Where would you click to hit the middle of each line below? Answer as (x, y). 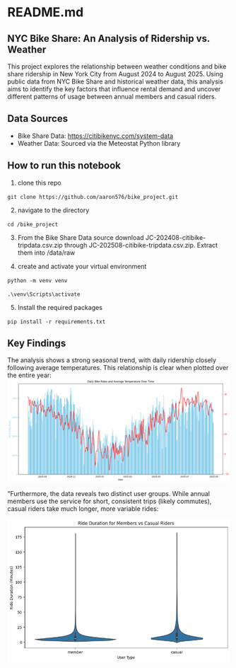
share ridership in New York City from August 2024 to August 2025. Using (116, 74)
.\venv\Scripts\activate (44, 294)
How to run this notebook (64, 166)
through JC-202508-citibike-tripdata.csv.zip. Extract (141, 245)
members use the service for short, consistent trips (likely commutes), (110, 501)
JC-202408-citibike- (176, 237)
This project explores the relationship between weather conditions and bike (117, 67)
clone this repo (39, 183)
